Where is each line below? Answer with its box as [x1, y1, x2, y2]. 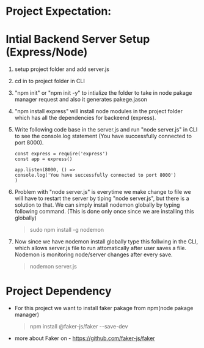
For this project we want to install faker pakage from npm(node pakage [14, 305, 194, 312]
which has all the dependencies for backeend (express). [14, 114, 156, 122]
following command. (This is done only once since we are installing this [14, 208, 194, 215]
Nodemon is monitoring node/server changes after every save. [14, 251, 173, 258]
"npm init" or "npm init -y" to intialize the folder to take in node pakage [14, 89, 192, 97]
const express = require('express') [14, 151, 108, 157]
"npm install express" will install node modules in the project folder [14, 108, 183, 115]
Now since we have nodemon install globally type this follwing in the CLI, [14, 238, 199, 245]
